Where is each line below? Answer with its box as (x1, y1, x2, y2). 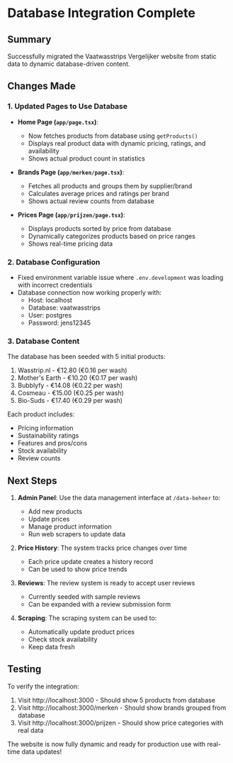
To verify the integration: (7, 682, 79, 691)
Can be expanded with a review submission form (28, 600, 171, 609)
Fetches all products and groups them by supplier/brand (28, 181, 193, 190)
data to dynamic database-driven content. (7, 60, 130, 68)
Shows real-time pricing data (28, 239, 113, 248)
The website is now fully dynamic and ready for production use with (7, 740, 206, 748)
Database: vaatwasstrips (28, 303, 101, 312)
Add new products (28, 507, 83, 516)
